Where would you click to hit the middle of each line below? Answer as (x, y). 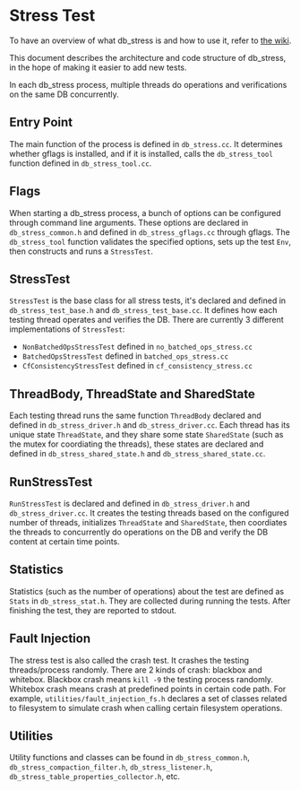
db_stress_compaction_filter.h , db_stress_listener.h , (111, 767)
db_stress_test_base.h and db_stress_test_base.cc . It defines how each (143, 310)
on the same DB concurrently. (64, 94)
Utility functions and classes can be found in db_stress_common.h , (130, 758)
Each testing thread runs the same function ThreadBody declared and (135, 416)
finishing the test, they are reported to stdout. (93, 610)
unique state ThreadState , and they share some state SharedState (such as (146, 435)
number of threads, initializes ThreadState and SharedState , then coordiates (148, 522)
